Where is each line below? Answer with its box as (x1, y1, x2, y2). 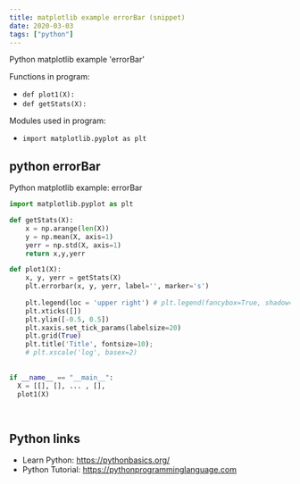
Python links (9, 430, 80, 446)
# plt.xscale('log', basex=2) (25, 348, 138, 357)
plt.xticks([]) (25, 306, 82, 315)
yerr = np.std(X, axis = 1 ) (25, 240, 122, 250)
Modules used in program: (9, 115, 106, 126)
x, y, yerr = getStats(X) (25, 273, 122, 282)
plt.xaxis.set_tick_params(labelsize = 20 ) (25, 323, 181, 332)
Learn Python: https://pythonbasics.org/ (21, 455, 171, 465)
